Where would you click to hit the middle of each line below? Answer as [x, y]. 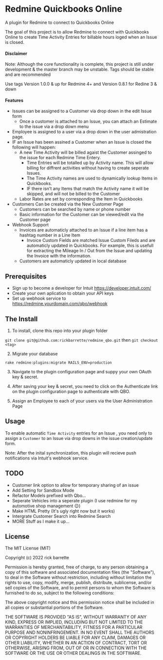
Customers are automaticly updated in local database [73, 261]
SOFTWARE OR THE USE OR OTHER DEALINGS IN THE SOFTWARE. [73, 653]
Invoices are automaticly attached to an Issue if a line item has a [83, 230]
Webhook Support [30, 225]
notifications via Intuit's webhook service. [47, 458]
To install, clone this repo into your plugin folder [60, 330]
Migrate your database [35, 353]
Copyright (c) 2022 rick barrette [37, 558]
